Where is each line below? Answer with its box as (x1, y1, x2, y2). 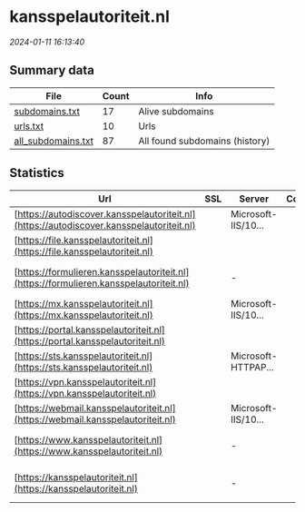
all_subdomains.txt (14, 134, 93, 147)
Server (239, 192, 270, 205)
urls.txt (14, 120, 44, 133)
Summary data (9, 63, 95, 78)
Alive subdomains (138, 104, 215, 117)
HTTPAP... (230, 360, 274, 373)
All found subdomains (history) (138, 134, 271, 147)
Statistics (9, 165, 65, 181)
